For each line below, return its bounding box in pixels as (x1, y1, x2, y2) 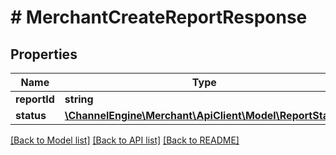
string (64, 92, 94, 106)
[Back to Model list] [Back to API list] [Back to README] (10, 134, 240, 146)
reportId (15, 92, 55, 106)
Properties (10, 46, 78, 63)
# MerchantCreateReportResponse (10, 6, 308, 29)
